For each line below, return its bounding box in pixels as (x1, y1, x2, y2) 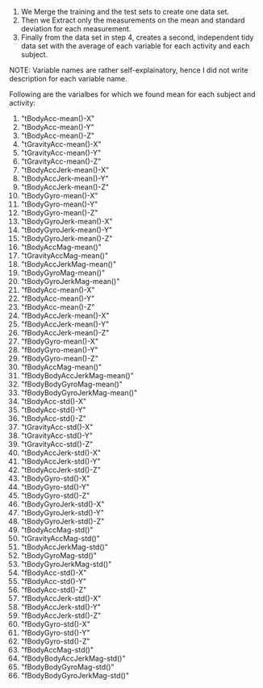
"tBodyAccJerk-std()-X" (20, 448, 102, 457)
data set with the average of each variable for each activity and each (20, 41, 250, 51)
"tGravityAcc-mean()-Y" (20, 148, 102, 157)
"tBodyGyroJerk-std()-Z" (20, 516, 105, 526)
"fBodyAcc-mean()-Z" (20, 302, 95, 311)
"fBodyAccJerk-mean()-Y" (20, 319, 110, 329)
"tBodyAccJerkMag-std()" (20, 542, 108, 552)
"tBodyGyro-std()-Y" (20, 482, 90, 491)
